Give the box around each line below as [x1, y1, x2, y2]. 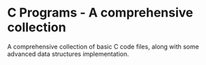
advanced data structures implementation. [7, 50, 129, 58]
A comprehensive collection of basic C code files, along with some [7, 42, 199, 50]
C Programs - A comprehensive [7, 5, 193, 21]
